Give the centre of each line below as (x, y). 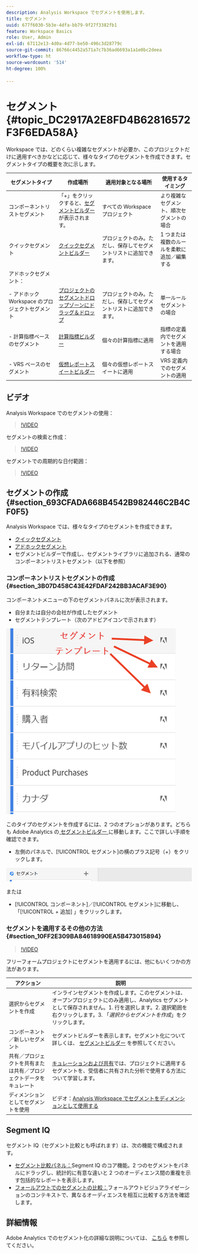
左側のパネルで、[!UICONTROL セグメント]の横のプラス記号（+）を (97, 852)
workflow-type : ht (29, 56)
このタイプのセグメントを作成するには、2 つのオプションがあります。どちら (99, 824)
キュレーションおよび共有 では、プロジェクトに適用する (119, 1063)
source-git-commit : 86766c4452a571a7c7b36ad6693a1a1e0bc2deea (84, 50)
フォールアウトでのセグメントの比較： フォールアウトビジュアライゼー (100, 1187)
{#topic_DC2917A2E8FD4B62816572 (98, 120)
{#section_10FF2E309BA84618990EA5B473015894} (84, 936)
